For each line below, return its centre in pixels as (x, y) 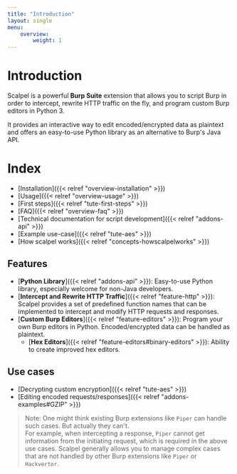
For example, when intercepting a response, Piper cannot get (115, 433)
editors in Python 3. (36, 111)
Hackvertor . (42, 463)
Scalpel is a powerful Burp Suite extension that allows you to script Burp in (117, 96)
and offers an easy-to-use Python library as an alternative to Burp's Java (114, 132)
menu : (15, 27)
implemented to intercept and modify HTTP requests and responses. (118, 311)
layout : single (30, 21)
